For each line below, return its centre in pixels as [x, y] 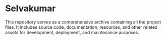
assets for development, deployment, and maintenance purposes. [72, 32]
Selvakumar [30, 9]
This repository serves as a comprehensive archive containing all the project [83, 22]
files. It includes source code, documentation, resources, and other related [81, 27]
